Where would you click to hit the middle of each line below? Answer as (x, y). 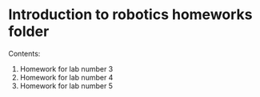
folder (29, 31)
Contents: (24, 53)
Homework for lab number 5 (66, 86)
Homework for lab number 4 (66, 77)
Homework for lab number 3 (66, 68)
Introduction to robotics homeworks (131, 15)
